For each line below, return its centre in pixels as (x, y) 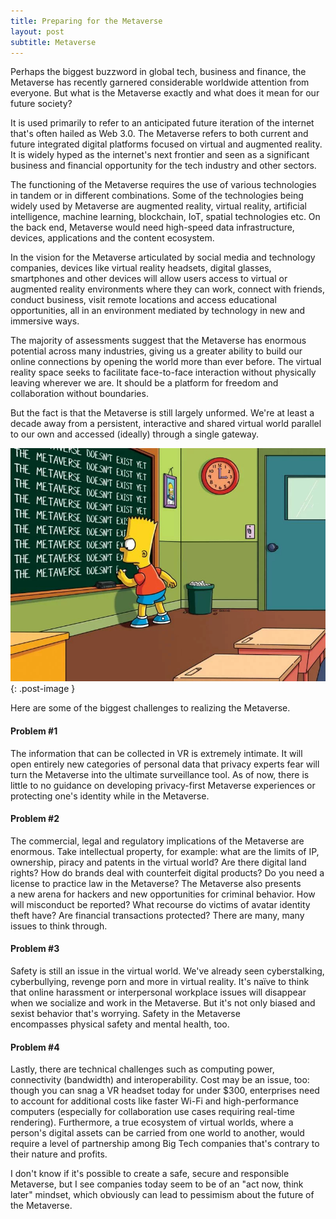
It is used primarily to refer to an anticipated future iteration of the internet (162, 123)
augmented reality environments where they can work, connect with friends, (168, 289)
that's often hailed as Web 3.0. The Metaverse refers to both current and (159, 134)
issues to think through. (59, 926)
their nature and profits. (59, 1154)
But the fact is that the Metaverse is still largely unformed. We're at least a (162, 413)
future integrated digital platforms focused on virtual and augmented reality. (166, 144)
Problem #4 (35, 1047)
